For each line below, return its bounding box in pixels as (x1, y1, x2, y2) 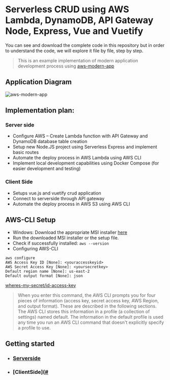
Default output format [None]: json (5, 273, 83, 278)
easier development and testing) (12, 165, 81, 172)
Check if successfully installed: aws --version (12, 240, 109, 246)
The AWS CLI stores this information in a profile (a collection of (17, 308, 150, 315)
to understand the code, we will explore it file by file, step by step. (5, 47, 144, 54)
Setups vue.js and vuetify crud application (12, 190, 102, 196)
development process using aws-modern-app (17, 63, 115, 69)
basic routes (12, 149, 39, 155)
